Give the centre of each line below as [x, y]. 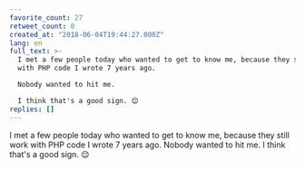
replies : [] [32, 109]
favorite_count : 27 [46, 18]
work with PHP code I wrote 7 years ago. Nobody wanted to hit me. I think [148, 145]
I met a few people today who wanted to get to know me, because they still [150, 135]
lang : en [26, 43]
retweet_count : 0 [42, 26]
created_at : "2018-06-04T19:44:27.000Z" [87, 34]
